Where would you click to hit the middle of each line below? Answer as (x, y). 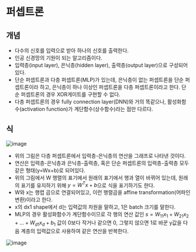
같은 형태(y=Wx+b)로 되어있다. (50, 170)
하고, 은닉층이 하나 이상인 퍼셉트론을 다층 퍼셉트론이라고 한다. (110, 87)
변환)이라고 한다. (34, 200)
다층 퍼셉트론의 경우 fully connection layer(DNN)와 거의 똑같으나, (90, 102)
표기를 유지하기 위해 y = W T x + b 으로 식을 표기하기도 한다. (88, 185)
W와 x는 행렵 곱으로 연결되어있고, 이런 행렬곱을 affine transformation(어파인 (102, 192)
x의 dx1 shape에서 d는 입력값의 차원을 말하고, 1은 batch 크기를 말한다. (95, 207)
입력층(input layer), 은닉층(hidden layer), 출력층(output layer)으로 (91, 65)
